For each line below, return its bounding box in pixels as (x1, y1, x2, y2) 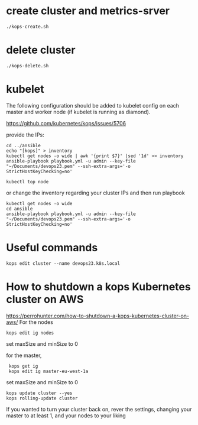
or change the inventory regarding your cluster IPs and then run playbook (6, 189, 185, 196)
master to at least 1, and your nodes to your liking (6, 412, 126, 419)
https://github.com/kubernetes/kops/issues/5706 (6, 119, 126, 126)
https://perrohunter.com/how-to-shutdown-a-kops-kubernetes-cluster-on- (6, 312, 190, 319)
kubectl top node (6, 179, 49, 184)
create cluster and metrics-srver (6, 4, 170, 18)
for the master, (6, 352, 42, 359)
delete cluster (6, 43, 76, 57)
